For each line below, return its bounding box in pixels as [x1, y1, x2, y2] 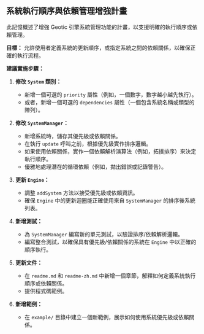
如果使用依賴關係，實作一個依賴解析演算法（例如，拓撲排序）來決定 [24, 147, 197, 155]
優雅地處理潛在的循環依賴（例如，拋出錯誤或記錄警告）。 [24, 163, 167, 170]
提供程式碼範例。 [24, 287, 68, 295]
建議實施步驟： [6, 64, 44, 72]
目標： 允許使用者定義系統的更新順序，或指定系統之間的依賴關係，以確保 [6, 44, 191, 51]
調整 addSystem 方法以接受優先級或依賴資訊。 [24, 189, 138, 196]
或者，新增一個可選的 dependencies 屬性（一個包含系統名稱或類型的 [24, 98, 195, 106]
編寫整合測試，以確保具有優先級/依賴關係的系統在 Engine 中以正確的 [24, 238, 197, 246]
